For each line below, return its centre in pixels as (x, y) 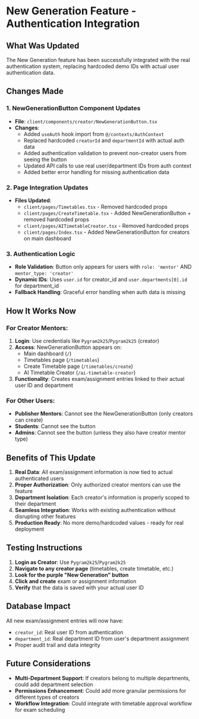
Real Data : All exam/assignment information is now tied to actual (94, 472)
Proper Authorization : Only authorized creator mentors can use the (98, 485)
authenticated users (39, 479)
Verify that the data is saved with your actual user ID (79, 587)
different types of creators (47, 697)
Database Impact (38, 606)
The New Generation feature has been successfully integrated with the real (98, 60)
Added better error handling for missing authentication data (96, 172)
